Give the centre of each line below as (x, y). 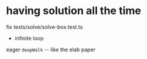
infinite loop (29, 38)
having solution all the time (74, 11)
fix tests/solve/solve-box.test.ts (45, 27)
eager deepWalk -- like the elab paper (51, 49)
